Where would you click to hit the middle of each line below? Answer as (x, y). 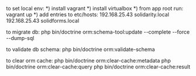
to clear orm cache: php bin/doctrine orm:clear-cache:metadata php (88, 61)
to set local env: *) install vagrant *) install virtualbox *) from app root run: (94, 8)
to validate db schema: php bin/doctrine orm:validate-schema (80, 49)
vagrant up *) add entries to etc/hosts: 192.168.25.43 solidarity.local (88, 15)
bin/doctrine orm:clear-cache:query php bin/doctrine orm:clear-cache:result (98, 67)
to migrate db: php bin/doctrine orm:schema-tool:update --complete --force (98, 32)
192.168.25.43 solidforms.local (43, 21)
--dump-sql (20, 38)
